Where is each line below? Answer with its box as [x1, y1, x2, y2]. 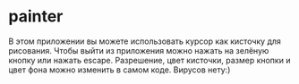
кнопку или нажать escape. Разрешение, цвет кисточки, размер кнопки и [8, 55, 291, 65]
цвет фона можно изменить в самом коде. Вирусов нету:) [8, 64, 231, 75]
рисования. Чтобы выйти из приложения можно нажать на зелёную [8, 45, 269, 55]
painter [8, 6, 64, 27]
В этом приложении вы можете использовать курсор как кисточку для [8, 36, 281, 46]
